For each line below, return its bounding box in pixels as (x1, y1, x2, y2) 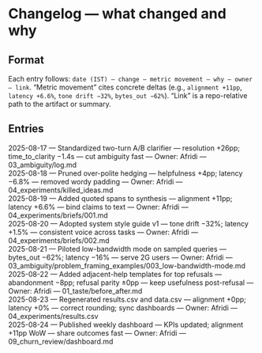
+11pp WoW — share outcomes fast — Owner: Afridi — (8, 328, 187, 337)
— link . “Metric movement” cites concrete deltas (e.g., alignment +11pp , (8, 82, 242, 92)
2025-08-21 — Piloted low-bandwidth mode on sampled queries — (8, 244, 227, 253)
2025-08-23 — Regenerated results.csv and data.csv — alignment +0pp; (8, 294, 247, 304)
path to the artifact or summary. (8, 100, 112, 108)
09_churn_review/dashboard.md (8, 336, 114, 346)
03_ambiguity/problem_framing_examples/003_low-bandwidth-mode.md (8, 260, 246, 270)
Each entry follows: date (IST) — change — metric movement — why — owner (8, 74, 253, 83)
